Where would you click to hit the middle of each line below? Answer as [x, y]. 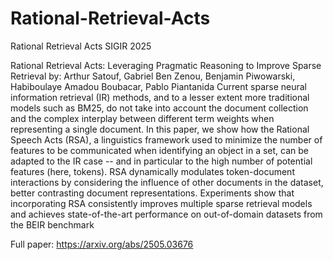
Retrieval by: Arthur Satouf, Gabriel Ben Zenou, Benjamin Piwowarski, [153, 76]
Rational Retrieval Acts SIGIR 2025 [81, 46]
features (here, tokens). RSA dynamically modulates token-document [152, 171]
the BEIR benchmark [52, 224]
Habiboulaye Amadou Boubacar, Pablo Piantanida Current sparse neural [158, 86]
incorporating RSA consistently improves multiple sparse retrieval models [161, 203]
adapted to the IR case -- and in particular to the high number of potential [161, 161]
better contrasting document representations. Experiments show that [152, 193]
